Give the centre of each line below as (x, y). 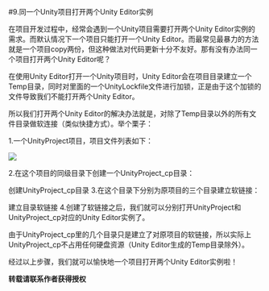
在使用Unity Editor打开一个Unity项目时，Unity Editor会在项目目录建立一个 (130, 76)
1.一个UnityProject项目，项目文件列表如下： (81, 141)
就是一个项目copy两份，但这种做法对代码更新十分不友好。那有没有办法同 (130, 49)
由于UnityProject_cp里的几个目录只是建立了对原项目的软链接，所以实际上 (130, 235)
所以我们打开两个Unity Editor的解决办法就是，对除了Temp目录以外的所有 (129, 114)
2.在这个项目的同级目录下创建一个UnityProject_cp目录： (101, 173)
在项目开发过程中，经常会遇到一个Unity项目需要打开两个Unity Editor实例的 (132, 29)
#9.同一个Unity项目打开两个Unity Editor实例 (81, 12)
